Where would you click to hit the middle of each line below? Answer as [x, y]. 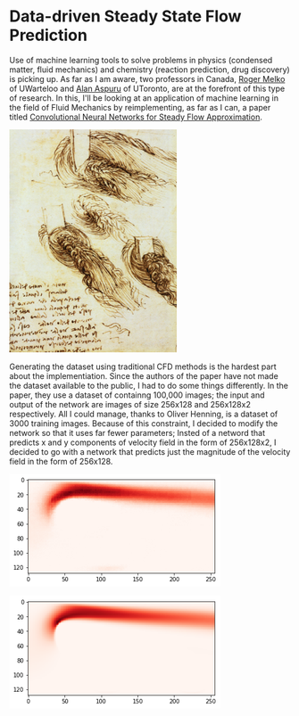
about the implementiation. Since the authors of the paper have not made [144, 375]
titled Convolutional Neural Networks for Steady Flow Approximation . [136, 117]
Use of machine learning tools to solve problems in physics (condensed [141, 60]
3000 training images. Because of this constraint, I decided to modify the [144, 423]
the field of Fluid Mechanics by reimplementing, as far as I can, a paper [140, 107]
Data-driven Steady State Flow [125, 16]
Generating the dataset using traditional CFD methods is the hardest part [143, 366]
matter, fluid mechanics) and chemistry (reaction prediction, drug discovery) [149, 70]
